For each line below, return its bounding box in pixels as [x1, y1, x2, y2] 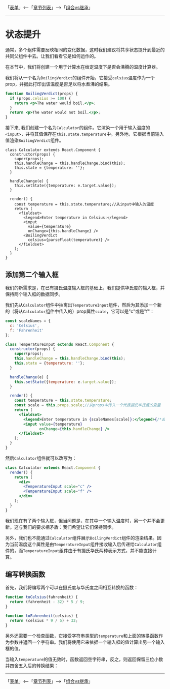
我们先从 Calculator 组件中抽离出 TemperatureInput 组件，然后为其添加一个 [5, 302, 158, 308]
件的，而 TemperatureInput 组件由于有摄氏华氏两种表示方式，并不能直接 [5, 547, 153, 553]
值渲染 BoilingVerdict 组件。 [5, 137, 64, 143]
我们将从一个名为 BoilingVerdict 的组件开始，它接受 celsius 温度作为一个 [5, 74, 155, 80]
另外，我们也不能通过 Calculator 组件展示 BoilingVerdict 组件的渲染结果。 [5, 534, 157, 541]
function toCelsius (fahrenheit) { [5, 594, 78, 600]
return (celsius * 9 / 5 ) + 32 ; [10, 618, 78, 623]
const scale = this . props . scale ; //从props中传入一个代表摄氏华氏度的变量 [14, 403, 161, 408]
